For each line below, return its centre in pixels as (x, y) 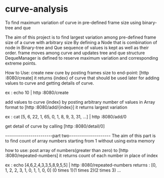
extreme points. (21, 63)
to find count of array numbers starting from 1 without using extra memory (80, 141)
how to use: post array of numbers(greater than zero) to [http (67, 150)
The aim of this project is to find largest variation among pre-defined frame (81, 37)
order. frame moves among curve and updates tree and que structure (75, 53)
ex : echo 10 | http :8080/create (37, 92)
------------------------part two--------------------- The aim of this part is (80, 135)
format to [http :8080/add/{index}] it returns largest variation (66, 107)
